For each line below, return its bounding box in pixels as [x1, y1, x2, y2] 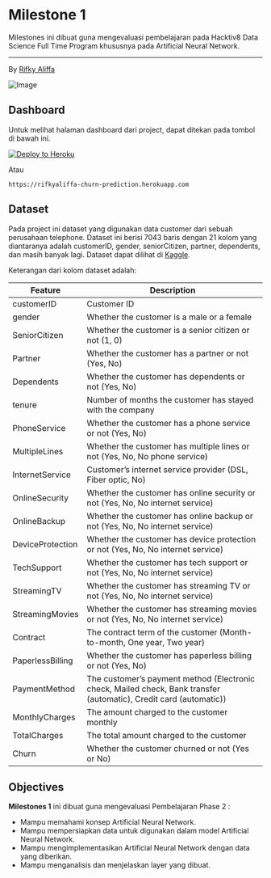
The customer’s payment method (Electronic [86, 673, 256, 684]
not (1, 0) [86, 334, 123, 345]
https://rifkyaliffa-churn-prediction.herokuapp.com [8, 180, 190, 188]
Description [149, 285, 196, 296]
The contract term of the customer [86, 627, 218, 638]
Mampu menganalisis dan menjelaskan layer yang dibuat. [19, 860, 211, 870]
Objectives [8, 780, 65, 794]
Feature [30, 285, 61, 296]
